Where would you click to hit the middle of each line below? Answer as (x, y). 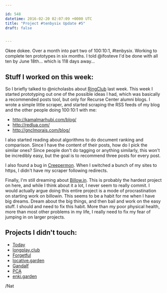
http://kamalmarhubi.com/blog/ (44, 120)
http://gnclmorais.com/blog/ (41, 130)
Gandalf (20, 266)
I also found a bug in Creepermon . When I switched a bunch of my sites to (81, 165)
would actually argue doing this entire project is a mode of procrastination (81, 191)
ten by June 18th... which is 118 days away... (50, 61)
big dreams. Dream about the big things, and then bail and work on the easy (83, 201)
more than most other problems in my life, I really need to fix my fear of (78, 212)
